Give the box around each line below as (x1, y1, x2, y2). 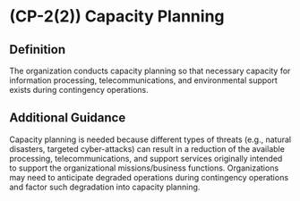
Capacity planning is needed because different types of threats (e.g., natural (9, 134, 292, 145)
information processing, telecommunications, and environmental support (9, 75, 278, 86)
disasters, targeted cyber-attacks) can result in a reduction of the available (9, 143, 285, 154)
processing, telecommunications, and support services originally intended (9, 153, 283, 163)
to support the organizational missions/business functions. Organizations (9, 163, 279, 173)
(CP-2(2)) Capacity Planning (9, 6, 226, 27)
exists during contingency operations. (9, 85, 150, 95)
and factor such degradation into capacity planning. (9, 181, 201, 192)
